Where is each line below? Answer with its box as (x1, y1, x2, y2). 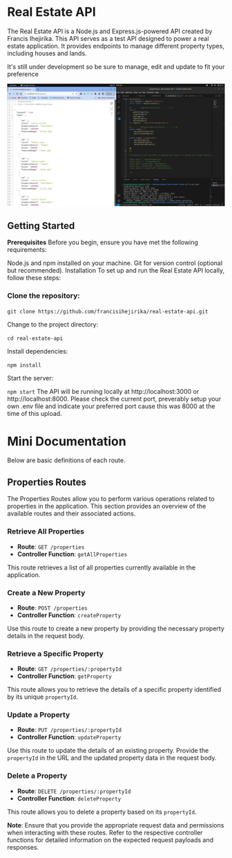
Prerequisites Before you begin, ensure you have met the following (7, 238, 199, 246)
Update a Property (7, 710, 70, 720)
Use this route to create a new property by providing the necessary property (7, 624, 224, 632)
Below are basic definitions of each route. (7, 456, 126, 464)
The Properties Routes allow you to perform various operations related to (7, 495, 215, 503)
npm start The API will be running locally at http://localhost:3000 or (7, 387, 200, 395)
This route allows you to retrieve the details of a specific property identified (7, 686, 222, 694)
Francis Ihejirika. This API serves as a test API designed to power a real (7, 34, 209, 42)
